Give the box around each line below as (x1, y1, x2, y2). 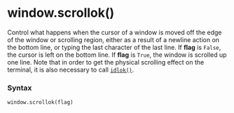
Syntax (7, 83, 32, 93)
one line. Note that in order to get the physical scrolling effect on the (7, 58, 205, 66)
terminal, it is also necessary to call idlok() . (7, 65, 135, 74)
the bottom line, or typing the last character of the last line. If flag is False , (7, 43, 221, 51)
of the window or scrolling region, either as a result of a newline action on (7, 35, 219, 44)
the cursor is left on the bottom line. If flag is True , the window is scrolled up (7, 51, 227, 59)
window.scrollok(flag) (7, 99, 74, 106)
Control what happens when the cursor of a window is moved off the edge (7, 28, 222, 36)
